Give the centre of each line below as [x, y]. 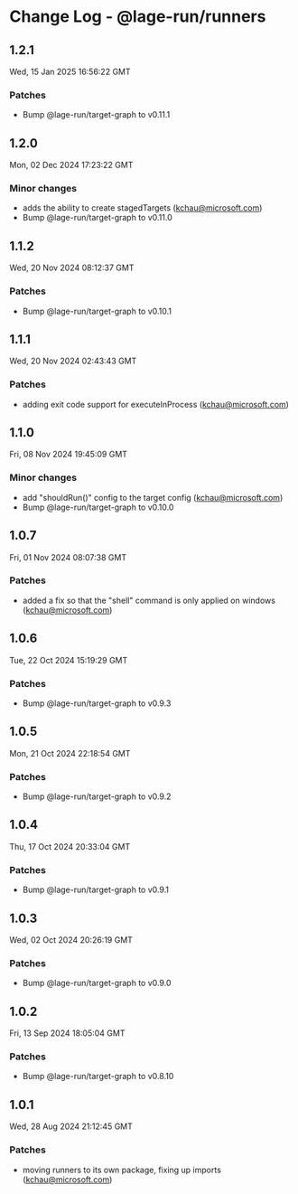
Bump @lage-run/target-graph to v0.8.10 [98, 1076]
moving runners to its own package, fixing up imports [121, 1170]
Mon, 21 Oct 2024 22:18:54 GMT [70, 753]
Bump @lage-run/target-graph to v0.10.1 [97, 311]
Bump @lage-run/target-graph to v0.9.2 [97, 796]
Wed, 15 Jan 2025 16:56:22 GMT [70, 71]
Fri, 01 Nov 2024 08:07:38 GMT [68, 557]
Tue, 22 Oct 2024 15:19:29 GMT [69, 660]
